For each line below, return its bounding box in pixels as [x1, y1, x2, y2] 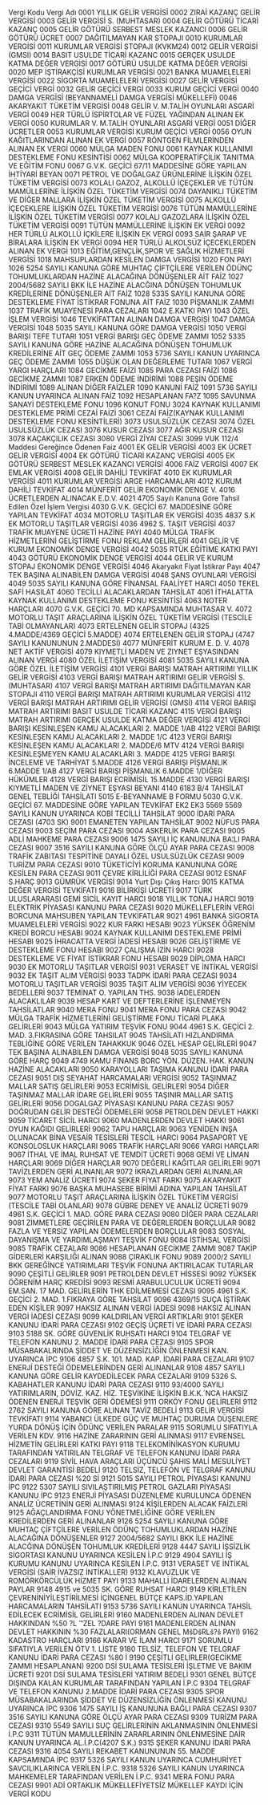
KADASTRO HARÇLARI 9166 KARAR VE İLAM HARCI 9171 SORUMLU [8, 1636, 234, 1645]
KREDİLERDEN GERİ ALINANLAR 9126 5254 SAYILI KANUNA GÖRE [8, 1516, 230, 1526]
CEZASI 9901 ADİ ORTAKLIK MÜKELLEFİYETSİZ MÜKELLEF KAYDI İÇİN [8, 1781, 244, 1790]
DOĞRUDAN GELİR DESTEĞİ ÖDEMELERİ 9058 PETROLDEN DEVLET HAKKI [8, 1107, 258, 1117]
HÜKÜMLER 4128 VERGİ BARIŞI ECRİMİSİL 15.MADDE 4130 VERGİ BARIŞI [8, 775, 250, 784]
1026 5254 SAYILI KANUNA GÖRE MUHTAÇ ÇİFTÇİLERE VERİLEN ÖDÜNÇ [8, 263, 253, 273]
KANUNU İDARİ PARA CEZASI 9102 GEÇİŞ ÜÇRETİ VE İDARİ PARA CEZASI [8, 1320, 252, 1329]
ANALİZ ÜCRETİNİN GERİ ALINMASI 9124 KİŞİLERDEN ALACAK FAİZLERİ [8, 1499, 248, 1508]
